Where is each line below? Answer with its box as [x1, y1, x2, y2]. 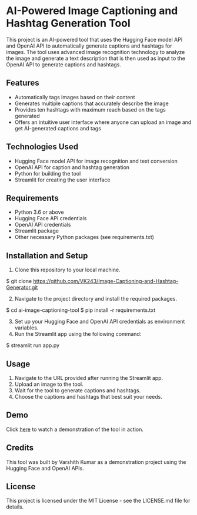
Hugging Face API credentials [14, 215, 87, 222]
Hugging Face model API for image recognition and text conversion [14, 157, 178, 164]
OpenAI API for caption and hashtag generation [14, 163, 130, 171]
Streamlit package [14, 227, 59, 234]
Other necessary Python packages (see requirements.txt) [14, 234, 155, 241]
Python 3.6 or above [14, 208, 64, 216]
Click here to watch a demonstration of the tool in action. [6, 426, 144, 433]
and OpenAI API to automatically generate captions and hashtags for [6, 42, 172, 49]
